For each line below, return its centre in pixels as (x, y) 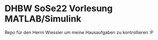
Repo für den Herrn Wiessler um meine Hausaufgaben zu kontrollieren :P (79, 32)
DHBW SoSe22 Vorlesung (59, 9)
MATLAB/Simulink (43, 19)
